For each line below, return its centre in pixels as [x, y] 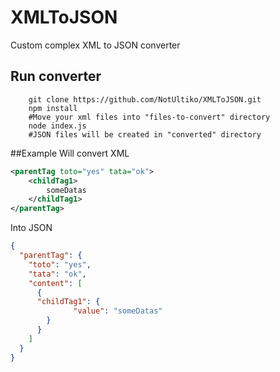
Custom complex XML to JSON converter [95, 45]
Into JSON [31, 228]
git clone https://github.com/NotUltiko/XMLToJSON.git [145, 99]
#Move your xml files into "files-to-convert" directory [149, 117]
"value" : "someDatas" [118, 311]
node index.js [57, 126]
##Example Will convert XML [70, 153]
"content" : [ [55, 283]
